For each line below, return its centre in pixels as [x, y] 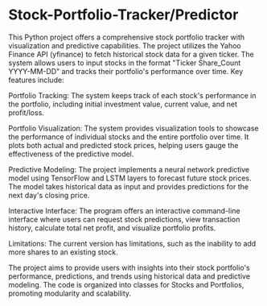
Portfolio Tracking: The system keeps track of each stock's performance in [132, 95]
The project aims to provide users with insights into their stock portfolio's [129, 267]
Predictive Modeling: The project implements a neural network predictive [129, 169]
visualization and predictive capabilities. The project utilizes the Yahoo [125, 45]
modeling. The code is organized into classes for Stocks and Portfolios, [126, 284]
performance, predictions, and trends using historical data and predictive [129, 276]
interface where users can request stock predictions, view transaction [124, 219]
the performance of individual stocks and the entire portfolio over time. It [129, 136]
